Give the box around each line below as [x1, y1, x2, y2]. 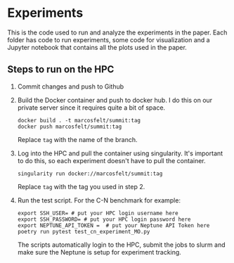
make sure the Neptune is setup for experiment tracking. [17, 248, 181, 256]
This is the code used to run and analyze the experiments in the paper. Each [7, 28, 228, 37]
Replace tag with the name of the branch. [17, 135, 138, 143]
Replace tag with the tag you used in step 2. [17, 182, 145, 191]
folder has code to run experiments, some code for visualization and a [7, 35, 210, 44]
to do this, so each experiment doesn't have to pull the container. [17, 156, 206, 165]
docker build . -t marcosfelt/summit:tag [17, 117, 141, 124]
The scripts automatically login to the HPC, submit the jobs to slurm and [17, 240, 226, 249]
